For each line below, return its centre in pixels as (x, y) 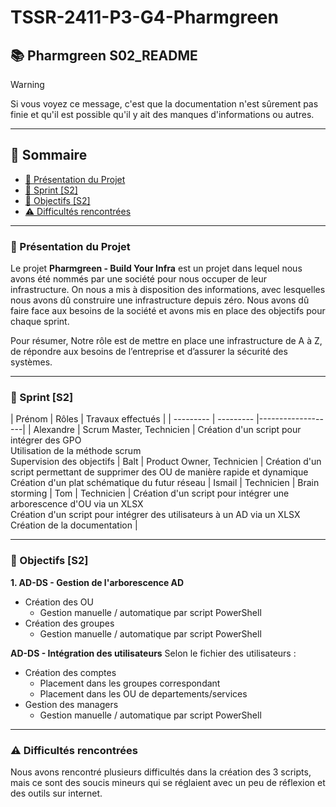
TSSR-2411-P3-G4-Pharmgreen (144, 17)
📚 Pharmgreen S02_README (104, 55)
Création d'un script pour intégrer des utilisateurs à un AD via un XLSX (155, 515)
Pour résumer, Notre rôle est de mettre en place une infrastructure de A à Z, (166, 341)
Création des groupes (69, 623)
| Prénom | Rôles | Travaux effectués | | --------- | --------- (132, 419)
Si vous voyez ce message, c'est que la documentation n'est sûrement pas (164, 104)
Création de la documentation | (74, 525)
